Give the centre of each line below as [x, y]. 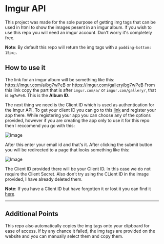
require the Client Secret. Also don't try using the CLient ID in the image [77, 174]
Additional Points [32, 214]
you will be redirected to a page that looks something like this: [67, 149]
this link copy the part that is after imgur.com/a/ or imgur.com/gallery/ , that [81, 90]
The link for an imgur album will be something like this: [60, 79]
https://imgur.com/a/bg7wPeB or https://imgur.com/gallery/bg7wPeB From [80, 85]
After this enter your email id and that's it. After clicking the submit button [79, 145]
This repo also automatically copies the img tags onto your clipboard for [77, 225]
